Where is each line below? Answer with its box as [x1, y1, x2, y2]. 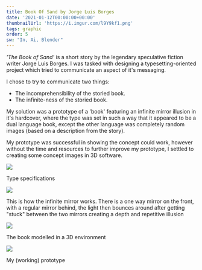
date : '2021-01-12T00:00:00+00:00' [6, 14, 96, 21]
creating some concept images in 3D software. [6, 152, 122, 159]
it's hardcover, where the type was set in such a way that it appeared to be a [6, 114, 197, 121]
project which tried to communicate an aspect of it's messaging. [6, 66, 166, 73]
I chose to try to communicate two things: [6, 78, 110, 85]
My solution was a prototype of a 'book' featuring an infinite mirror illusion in [6, 108, 197, 115]
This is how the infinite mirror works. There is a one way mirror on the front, [6, 198, 194, 205]
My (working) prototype [6, 257, 65, 263]
